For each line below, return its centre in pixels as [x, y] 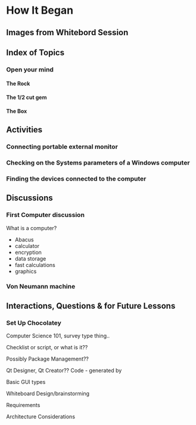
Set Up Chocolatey [34, 322]
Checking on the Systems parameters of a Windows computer [98, 163]
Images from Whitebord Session [67, 32]
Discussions [29, 198]
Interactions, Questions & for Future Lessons [91, 305]
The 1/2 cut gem [27, 97]
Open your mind [30, 69]
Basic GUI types [26, 382]
